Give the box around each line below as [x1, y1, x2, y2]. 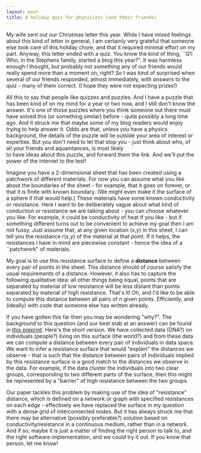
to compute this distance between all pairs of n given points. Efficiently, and [6, 295, 194, 302]
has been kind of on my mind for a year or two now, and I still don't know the [6, 100, 196, 107]
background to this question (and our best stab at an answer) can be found [6, 319, 192, 327]
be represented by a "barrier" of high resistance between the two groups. [6, 377, 188, 384]
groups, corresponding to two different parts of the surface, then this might [6, 370, 193, 378]
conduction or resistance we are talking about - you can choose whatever [6, 207, 189, 214]
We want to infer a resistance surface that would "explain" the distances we [6, 345, 194, 352]
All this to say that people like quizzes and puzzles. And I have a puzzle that [6, 94, 193, 101]
